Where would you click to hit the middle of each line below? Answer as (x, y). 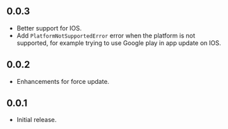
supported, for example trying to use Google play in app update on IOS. (119, 43)
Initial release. (36, 120)
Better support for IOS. (49, 28)
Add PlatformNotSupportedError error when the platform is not (106, 35)
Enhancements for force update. (63, 81)
